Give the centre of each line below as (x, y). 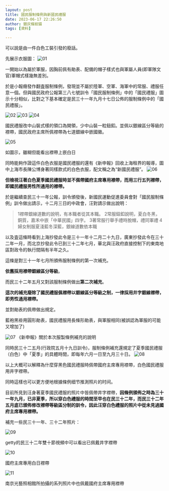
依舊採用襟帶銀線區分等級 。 (34, 271)
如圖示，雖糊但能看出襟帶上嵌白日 (40, 152)
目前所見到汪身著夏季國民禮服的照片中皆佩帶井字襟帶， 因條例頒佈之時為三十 (84, 392)
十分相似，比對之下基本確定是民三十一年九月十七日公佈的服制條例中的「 (84, 99)
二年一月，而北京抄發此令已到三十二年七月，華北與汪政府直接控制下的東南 (82, 243)
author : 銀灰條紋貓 (24, 24)
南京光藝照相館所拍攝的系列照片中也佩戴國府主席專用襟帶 (65, 483)
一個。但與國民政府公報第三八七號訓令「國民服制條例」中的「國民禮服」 (84, 93)
